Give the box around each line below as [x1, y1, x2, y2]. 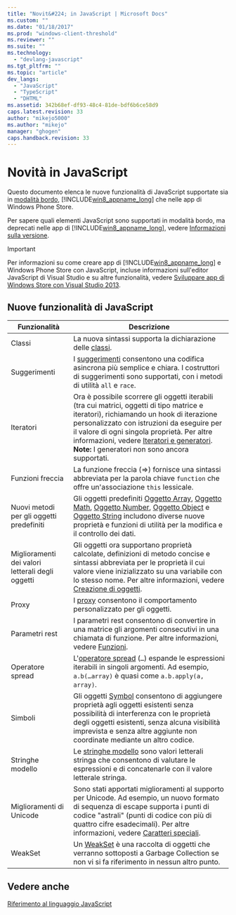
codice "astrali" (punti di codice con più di [73, 810, 212, 820]
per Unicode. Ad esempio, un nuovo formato [73, 793, 220, 803]
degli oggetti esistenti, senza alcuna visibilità [73, 718, 221, 727]
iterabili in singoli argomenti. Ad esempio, [73, 662, 209, 671]
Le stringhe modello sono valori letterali [73, 746, 204, 756]
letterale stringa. [73, 773, 127, 782]
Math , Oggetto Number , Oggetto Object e [73, 503, 210, 512]
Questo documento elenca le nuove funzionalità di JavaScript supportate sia [7, 187, 228, 197]
